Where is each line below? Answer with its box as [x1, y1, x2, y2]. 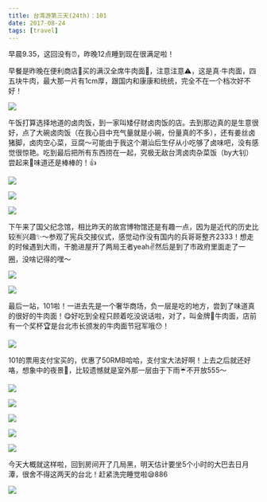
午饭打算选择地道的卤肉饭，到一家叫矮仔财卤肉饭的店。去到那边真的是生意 [8, 118, 252, 127]
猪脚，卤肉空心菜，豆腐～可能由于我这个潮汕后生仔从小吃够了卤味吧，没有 [8, 138, 252, 147]
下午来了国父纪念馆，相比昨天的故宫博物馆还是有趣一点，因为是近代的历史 [8, 222, 252, 232]
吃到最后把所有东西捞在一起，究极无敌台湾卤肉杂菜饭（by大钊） [42, 148, 253, 158]
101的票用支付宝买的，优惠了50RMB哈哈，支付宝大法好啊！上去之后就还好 [8, 355, 252, 365]
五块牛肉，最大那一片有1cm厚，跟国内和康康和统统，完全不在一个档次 [8, 76, 237, 86]
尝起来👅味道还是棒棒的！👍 [8, 158, 97, 167]
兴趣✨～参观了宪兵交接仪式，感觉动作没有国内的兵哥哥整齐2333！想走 [21, 232, 254, 241]
